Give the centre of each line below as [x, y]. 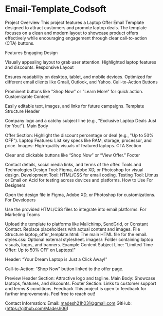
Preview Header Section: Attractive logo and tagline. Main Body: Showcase [80, 278]
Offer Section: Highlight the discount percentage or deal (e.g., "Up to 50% [79, 135]
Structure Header [22, 111]
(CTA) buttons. [20, 43]
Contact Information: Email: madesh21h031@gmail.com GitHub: [69, 303]
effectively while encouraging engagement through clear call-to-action [76, 38]
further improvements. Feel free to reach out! [50, 294]
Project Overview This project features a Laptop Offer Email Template [75, 22]
